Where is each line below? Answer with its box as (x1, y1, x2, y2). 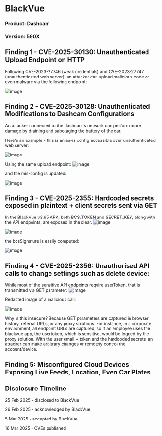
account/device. (5, 346, 38, 352)
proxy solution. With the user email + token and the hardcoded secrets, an (5, 336, 153, 342)
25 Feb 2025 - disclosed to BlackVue (5, 397, 79, 403)
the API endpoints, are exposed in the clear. (5, 219, 92, 225)
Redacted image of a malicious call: (5, 296, 76, 303)
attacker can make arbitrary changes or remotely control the (5, 341, 126, 347)
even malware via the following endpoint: (5, 78, 87, 85)
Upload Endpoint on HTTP (5, 56, 85, 64)
